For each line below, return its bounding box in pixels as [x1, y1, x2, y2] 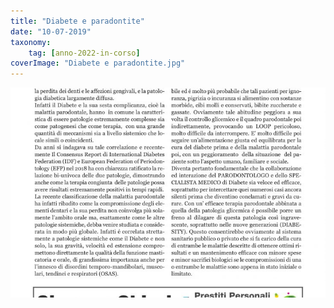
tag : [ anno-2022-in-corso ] [28, 48, 141, 58]
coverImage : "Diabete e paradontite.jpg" [10, 58, 186, 69]
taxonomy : [10, 37, 52, 47]
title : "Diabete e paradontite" [10, 16, 145, 26]
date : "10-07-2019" [10, 26, 92, 37]
